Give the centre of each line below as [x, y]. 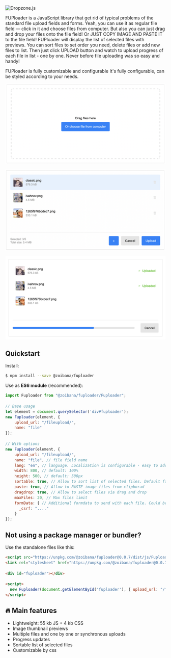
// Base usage [20, 406]
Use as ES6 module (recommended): [44, 386]
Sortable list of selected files [42, 645]
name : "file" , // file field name [51, 460]
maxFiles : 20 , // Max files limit [51, 497]
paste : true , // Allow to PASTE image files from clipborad [79, 487]
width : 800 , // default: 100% [47, 471]
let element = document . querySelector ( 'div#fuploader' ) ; [67, 412]
